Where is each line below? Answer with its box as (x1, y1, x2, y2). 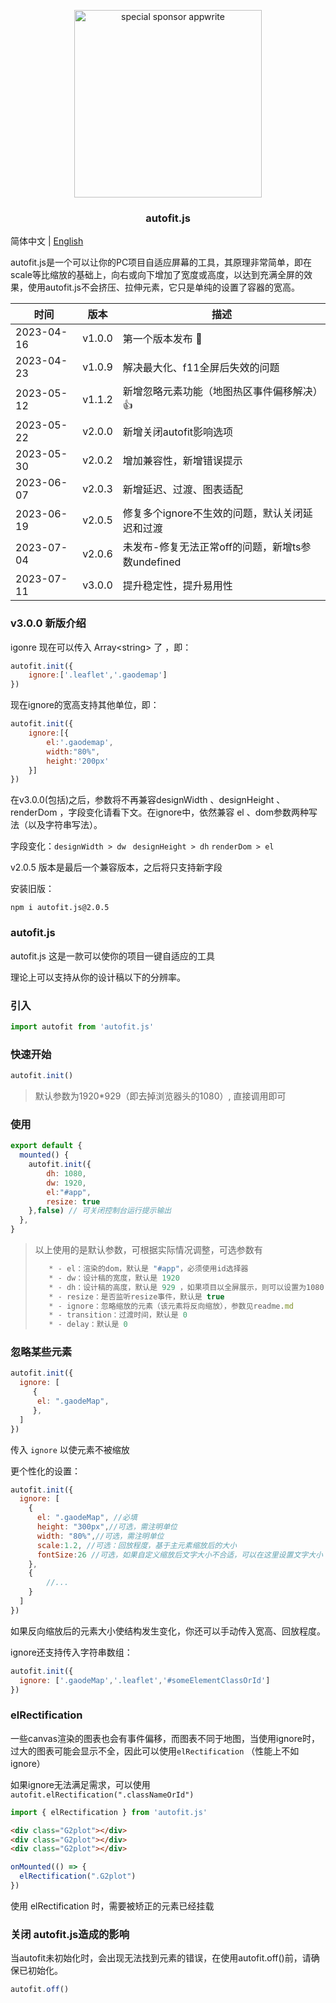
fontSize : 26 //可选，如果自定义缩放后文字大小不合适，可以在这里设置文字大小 (36, 1550, 323, 1560)
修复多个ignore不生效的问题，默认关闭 (122, 506, 303, 520)
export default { (10, 1141, 83, 1151)
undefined (132, 555, 182, 569)
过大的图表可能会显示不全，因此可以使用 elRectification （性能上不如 (10, 1745, 300, 1757)
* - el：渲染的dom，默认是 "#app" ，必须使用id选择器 (48, 1264, 249, 1274)
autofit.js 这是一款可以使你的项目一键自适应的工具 (10, 950, 215, 962)
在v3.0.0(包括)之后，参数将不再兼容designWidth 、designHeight (10, 794, 275, 806)
